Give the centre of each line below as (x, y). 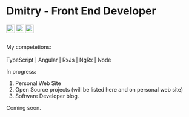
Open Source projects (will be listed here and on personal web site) (99, 89)
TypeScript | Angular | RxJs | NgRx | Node (59, 60)
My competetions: (29, 47)
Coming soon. (24, 107)
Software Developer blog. (47, 96)
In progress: (21, 71)
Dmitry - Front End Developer (81, 11)
